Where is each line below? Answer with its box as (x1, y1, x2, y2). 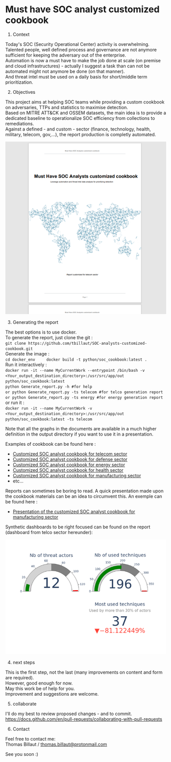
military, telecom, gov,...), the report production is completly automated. (5, 131, 156, 137)
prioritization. (5, 79, 33, 85)
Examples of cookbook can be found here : (5, 441, 96, 447)
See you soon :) (5, 751, 38, 757)
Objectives (12, 89, 36, 95)
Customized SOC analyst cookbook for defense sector (12, 456, 128, 462)
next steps (12, 659, 35, 665)
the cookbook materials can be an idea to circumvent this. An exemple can (5, 493, 162, 499)
